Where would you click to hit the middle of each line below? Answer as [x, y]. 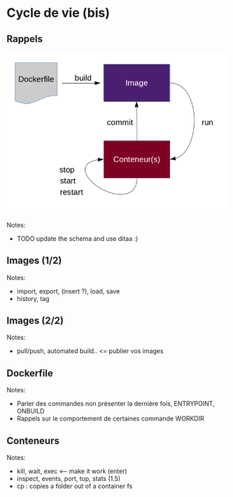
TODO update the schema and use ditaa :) [77, 238]
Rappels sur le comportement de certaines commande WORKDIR [110, 418]
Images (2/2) [35, 320]
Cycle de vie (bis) [58, 13]
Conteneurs [33, 440]
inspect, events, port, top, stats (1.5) [68, 478]
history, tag [33, 298]
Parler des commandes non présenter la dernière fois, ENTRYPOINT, [115, 404]
